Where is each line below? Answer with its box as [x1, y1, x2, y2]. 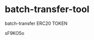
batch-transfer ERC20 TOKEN [5, 20, 67, 26]
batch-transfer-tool [5, 4, 90, 15]
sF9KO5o [5, 30, 25, 36]
